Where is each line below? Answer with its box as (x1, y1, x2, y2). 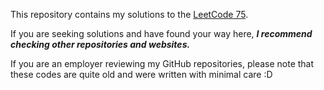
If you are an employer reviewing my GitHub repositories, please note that (10, 58, 315, 69)
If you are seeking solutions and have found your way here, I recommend (10, 28, 313, 39)
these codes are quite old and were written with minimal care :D (10, 69, 273, 80)
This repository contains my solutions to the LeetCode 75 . (10, 9, 249, 20)
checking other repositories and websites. (10, 39, 191, 50)
